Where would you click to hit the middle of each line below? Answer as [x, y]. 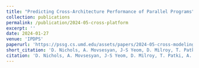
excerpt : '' [21, 28]
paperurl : [18, 45]
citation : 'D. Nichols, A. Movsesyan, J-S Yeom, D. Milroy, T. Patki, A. [99, 56]
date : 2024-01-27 [28, 34]
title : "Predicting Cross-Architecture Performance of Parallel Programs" [100, 12]
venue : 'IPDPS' [25, 39]
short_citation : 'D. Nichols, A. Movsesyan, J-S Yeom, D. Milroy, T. [94, 50]
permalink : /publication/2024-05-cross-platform [67, 22]
